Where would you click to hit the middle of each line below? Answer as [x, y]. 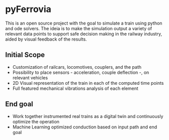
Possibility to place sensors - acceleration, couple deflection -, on [81, 72]
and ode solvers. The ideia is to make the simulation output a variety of [79, 28]
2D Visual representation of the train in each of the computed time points [88, 83]
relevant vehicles [30, 78]
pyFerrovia [28, 9]
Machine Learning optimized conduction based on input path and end [85, 127]
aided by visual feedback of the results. [46, 39]
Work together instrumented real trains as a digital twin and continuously [88, 116]
